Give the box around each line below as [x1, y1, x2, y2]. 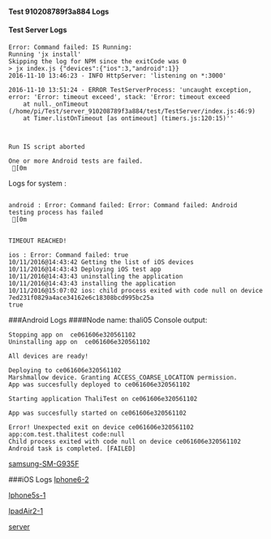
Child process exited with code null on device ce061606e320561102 [8, 437, 242, 446]
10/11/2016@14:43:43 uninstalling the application [8, 272, 183, 280]
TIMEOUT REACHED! [8, 237, 67, 245]
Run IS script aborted [8, 142, 85, 150]
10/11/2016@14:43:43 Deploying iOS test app [8, 265, 161, 273]
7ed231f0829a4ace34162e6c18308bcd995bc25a [8, 293, 154, 302]
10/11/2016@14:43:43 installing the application [8, 279, 176, 288]
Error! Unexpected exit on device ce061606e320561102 [8, 423, 195, 431]
